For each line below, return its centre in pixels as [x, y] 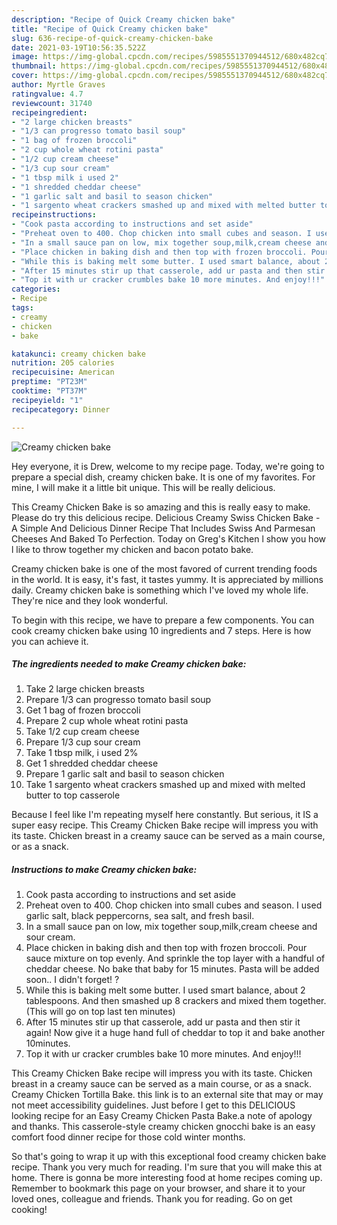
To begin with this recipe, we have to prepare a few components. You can [163, 620]
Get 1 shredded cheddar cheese [92, 763]
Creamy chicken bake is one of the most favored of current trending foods [164, 568]
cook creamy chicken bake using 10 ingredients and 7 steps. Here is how [161, 630]
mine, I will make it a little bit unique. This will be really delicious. [143, 487]
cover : [25, 76]
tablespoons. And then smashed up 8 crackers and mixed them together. [176, 1001]
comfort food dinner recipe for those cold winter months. [128, 1137]
